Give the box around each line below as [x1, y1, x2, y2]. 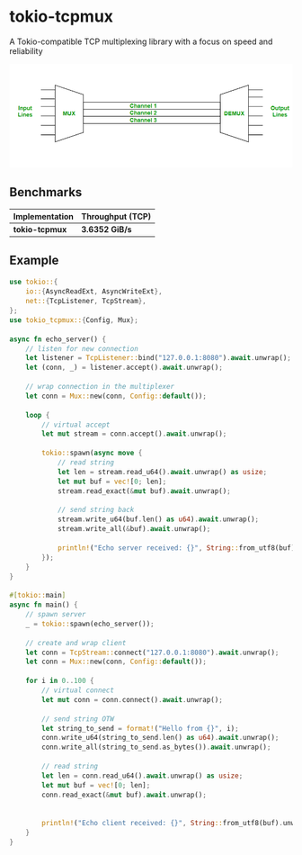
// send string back [57, 506, 135, 515]
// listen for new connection [25, 344, 139, 353]
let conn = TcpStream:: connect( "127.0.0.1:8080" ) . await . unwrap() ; [25, 648, 280, 657]
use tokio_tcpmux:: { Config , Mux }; [9, 315, 139, 325]
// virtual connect [41, 686, 115, 695]
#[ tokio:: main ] [9, 591, 67, 600]
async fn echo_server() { [9, 335, 106, 344]
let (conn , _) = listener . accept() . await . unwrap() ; [25, 363, 223, 373]
